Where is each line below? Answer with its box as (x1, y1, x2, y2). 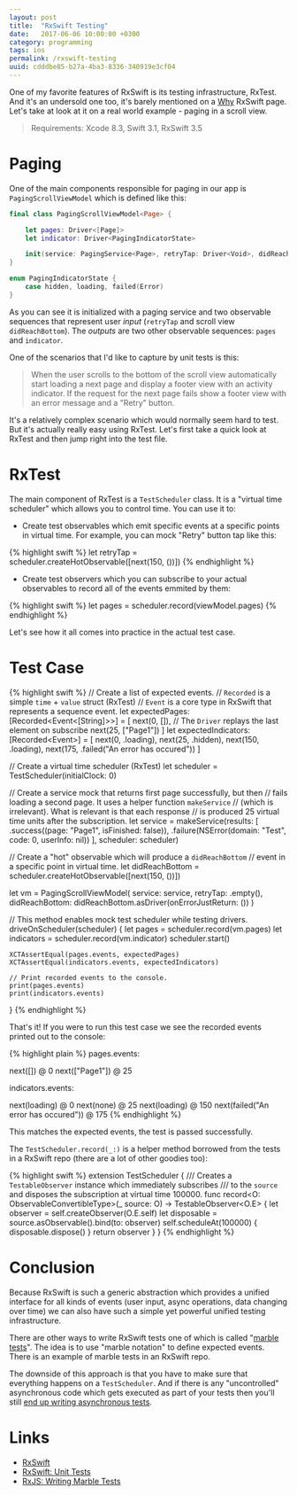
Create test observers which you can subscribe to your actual (21, 573, 247, 584)
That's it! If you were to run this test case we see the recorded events (9, 1021, 263, 1032)
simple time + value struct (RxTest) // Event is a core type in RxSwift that (9, 697, 272, 707)
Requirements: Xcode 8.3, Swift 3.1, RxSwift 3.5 (30, 122, 203, 133)
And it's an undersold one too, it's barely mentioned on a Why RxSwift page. (9, 96, 287, 106)
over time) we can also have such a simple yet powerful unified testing (9, 1305, 266, 1316)
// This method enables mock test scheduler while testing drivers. (9, 914, 248, 924)
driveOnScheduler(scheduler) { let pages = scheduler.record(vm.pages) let (9, 923, 283, 934)
